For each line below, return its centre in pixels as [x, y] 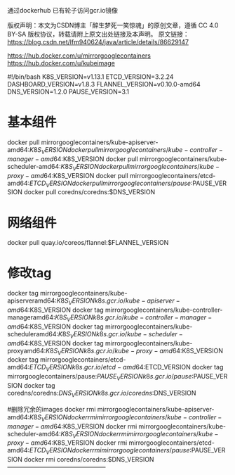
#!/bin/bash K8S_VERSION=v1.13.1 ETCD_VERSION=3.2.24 [90, 77]
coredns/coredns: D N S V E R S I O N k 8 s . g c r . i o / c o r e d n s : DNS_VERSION [102, 394]
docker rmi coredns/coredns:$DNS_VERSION [89, 460]
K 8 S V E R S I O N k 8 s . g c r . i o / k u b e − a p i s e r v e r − [118, 301]
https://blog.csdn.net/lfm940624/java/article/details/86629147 [98, 42]
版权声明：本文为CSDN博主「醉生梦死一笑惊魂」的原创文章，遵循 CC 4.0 [113, 25]
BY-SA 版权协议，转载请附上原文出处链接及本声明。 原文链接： [98, 34]
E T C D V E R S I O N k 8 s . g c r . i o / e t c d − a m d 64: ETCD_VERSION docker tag [126, 368]
